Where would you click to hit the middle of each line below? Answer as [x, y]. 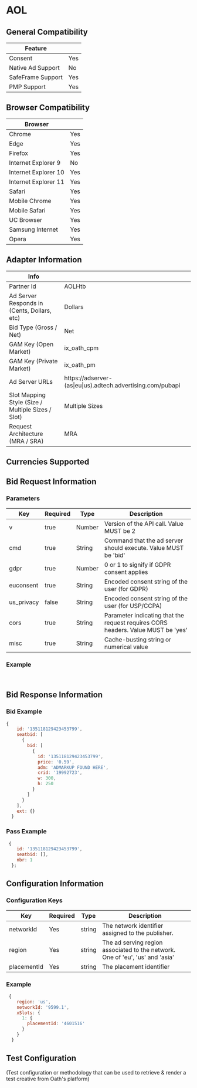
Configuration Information [55, 884]
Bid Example [24, 712]
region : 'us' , [34, 1002]
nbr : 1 [25, 860]
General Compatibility [47, 32]
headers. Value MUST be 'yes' [146, 630]
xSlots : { [29, 1013]
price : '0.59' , [56, 762]
